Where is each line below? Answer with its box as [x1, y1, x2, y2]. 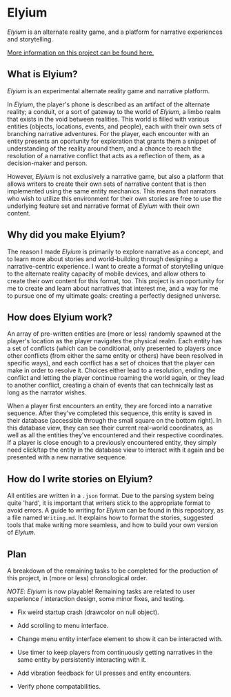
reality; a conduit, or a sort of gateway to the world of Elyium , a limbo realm [7, 107, 221, 115]
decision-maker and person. [7, 159, 88, 167]
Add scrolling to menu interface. [17, 622, 109, 629]
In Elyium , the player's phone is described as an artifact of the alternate [7, 100, 210, 108]
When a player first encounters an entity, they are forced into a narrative [7, 402, 212, 410]
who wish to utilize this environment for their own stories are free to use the [7, 194, 222, 202]
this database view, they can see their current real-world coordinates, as [7, 423, 214, 432]
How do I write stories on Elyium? [7, 473, 153, 485]
